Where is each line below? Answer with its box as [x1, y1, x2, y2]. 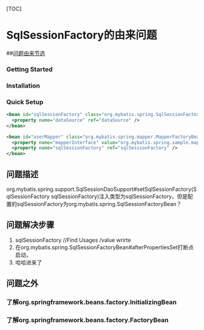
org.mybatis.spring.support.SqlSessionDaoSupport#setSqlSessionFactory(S [6, 185, 197, 193]
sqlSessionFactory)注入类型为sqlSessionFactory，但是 [50, 193, 188, 200]
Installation [6, 81, 41, 90]
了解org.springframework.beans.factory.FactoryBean [6, 316, 169, 325]
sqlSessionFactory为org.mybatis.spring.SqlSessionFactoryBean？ [16, 201, 182, 208]
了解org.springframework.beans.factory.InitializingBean [6, 298, 177, 306]
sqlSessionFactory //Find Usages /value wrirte [15, 236, 132, 244]
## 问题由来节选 [6, 49, 46, 57]
